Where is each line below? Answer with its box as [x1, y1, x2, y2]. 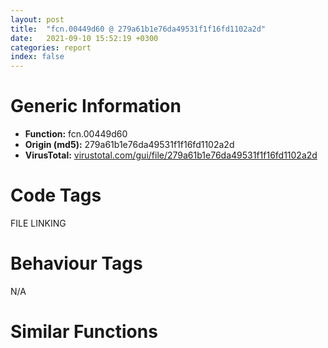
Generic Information [10, 95, 182, 118]
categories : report [10, 42, 92, 53]
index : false [10, 52, 65, 62]
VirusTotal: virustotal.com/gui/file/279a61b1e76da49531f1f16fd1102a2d [24, 149, 318, 161]
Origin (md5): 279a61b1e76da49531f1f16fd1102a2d [24, 139, 235, 151]
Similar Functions [10, 321, 158, 343]
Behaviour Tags [10, 252, 143, 275]
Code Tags [10, 184, 102, 207]
